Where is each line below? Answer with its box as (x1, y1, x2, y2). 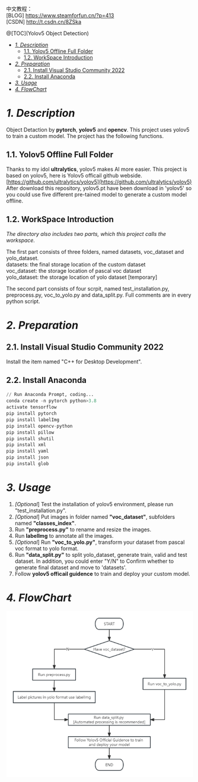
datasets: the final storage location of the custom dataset (6, 261, 146, 268)
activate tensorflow (6, 404, 58, 410)
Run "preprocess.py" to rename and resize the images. (14, 526, 152, 533)
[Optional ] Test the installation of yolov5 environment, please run (14, 500, 174, 507)
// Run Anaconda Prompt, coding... (6, 392, 94, 398)
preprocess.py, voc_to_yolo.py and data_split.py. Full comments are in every (6, 291, 191, 298)
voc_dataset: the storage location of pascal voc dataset (6, 267, 142, 274)
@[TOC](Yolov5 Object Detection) (6, 30, 89, 37)
